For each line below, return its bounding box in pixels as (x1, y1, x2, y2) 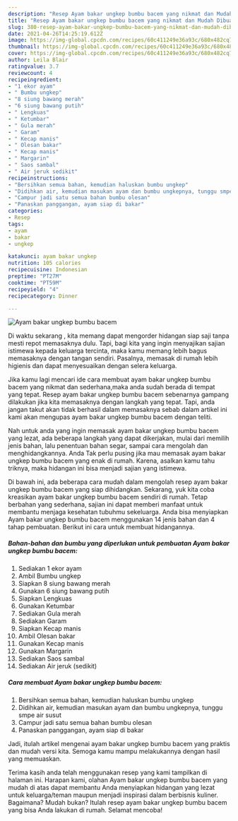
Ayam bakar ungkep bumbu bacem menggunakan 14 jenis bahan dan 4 (8, 515, 215, 524)
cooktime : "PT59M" (8, 279, 62, 286)
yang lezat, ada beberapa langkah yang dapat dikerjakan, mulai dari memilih (8, 434, 230, 442)
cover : (8, 50, 28, 57)
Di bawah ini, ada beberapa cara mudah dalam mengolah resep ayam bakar (8, 478, 228, 486)
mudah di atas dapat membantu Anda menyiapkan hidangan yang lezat (8, 784, 215, 792)
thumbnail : (8, 43, 40, 50)
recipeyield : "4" (8, 285, 59, 293)
